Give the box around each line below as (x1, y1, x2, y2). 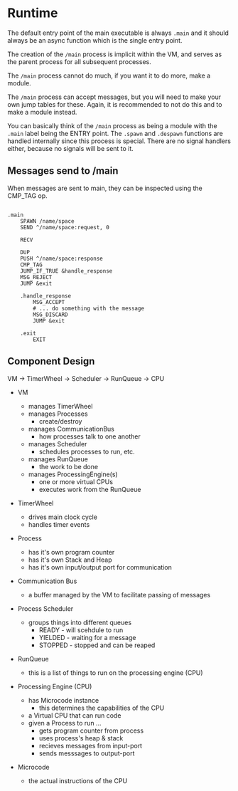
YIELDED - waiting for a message (38, 633, 136, 641)
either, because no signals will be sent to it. (7, 144, 134, 152)
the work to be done (38, 462, 98, 471)
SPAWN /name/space (20, 217, 75, 225)
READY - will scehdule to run (38, 625, 124, 634)
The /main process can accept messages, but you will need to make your (7, 93, 222, 101)
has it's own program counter (28, 548, 115, 556)
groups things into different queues (28, 618, 132, 627)
